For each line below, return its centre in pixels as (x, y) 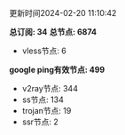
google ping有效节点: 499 (57, 70)
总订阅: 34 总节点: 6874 (53, 32)
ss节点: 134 (43, 99)
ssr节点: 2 (40, 122)
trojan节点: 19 (47, 111)
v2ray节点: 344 (50, 88)
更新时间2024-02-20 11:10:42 (63, 13)
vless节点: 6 (44, 51)
